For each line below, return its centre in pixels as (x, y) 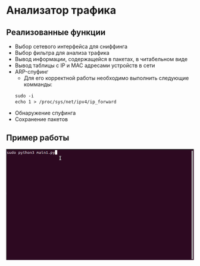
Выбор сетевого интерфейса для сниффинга (71, 46)
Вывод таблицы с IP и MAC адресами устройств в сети (85, 65)
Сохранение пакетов (41, 119)
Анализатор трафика (61, 10)
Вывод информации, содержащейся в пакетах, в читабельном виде (101, 59)
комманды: (38, 84)
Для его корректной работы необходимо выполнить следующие (106, 78)
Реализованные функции (56, 32)
